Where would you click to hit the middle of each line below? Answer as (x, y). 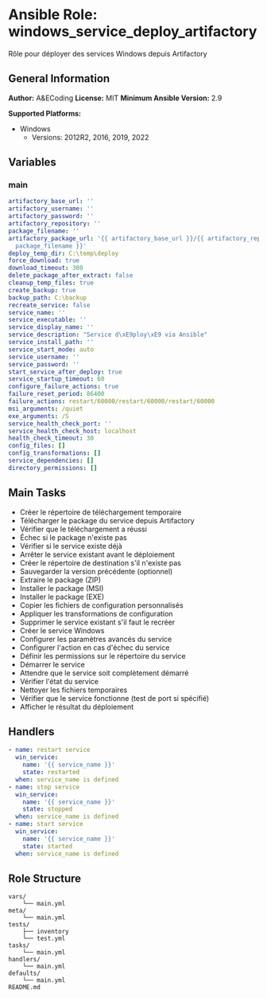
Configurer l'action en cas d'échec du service (95, 648)
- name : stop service (44, 787)
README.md (25, 988)
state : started (48, 846)
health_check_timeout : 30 (51, 438)
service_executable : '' (48, 320)
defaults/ (25, 973)
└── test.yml (44, 939)
